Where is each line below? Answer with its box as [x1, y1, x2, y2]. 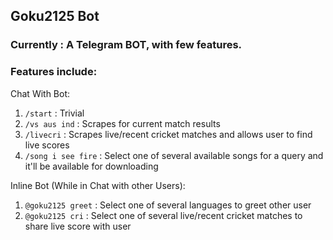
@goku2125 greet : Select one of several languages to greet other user [24, 199, 312, 211]
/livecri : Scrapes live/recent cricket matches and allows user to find [24, 128, 313, 140]
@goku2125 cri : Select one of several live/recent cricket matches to [24, 209, 303, 221]
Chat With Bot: [10, 87, 71, 99]
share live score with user [24, 220, 132, 232]
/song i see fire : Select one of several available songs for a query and [24, 149, 324, 161]
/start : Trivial [24, 107, 85, 119]
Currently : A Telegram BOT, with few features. [10, 38, 243, 52]
